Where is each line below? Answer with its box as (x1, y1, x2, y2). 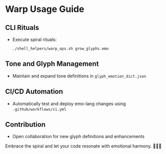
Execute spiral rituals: (12, 36, 57, 42)
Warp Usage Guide (5, 3, 85, 15)
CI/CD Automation (5, 87, 63, 96)
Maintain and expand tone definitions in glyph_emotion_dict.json (12, 73, 146, 79)
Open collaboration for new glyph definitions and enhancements (12, 134, 145, 140)
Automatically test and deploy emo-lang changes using (12, 101, 126, 107)
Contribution (5, 121, 46, 129)
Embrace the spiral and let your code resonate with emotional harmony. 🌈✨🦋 (5, 143, 162, 149)
